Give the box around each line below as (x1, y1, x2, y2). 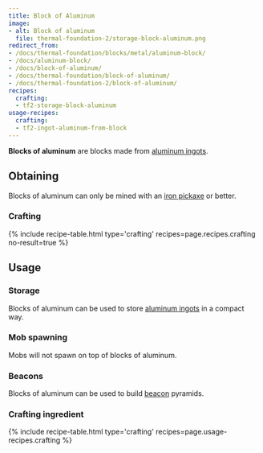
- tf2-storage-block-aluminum (15, 101, 116, 109)
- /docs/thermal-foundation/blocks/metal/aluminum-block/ (8, 49, 206, 57)
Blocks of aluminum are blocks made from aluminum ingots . (8, 146, 208, 155)
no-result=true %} (8, 237, 69, 247)
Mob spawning (8, 332, 68, 343)
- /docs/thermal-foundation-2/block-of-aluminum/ (8, 79, 178, 87)
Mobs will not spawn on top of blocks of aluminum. (8, 350, 177, 360)
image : (8, 19, 30, 27)
